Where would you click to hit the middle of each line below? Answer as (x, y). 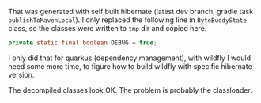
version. (21, 74)
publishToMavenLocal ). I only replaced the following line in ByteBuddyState (128, 20)
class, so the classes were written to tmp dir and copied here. (108, 28)
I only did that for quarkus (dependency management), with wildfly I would (130, 58)
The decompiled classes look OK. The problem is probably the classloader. (130, 90)
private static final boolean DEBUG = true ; (83, 43)
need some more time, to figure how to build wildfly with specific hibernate (130, 66)
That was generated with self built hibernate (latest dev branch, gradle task (131, 11)
